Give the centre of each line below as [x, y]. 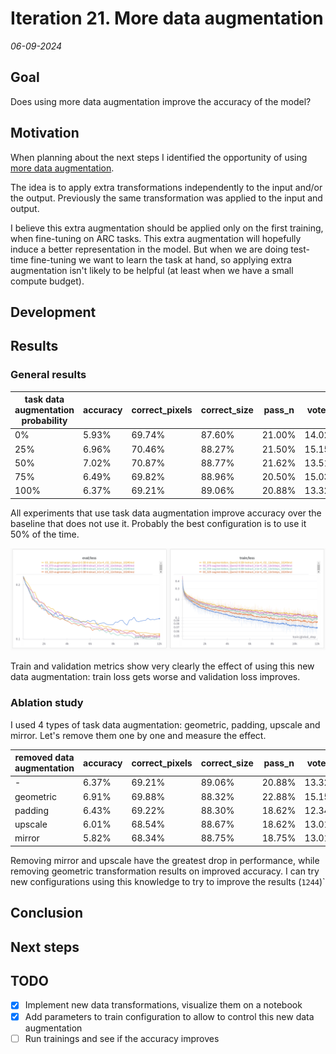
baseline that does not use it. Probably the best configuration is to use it [158, 523]
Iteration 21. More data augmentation [167, 18]
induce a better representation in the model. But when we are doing [149, 249]
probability [44, 421]
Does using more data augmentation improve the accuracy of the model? [161, 101]
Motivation [45, 133]
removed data [44, 758]
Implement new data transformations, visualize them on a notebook [163, 1005]
